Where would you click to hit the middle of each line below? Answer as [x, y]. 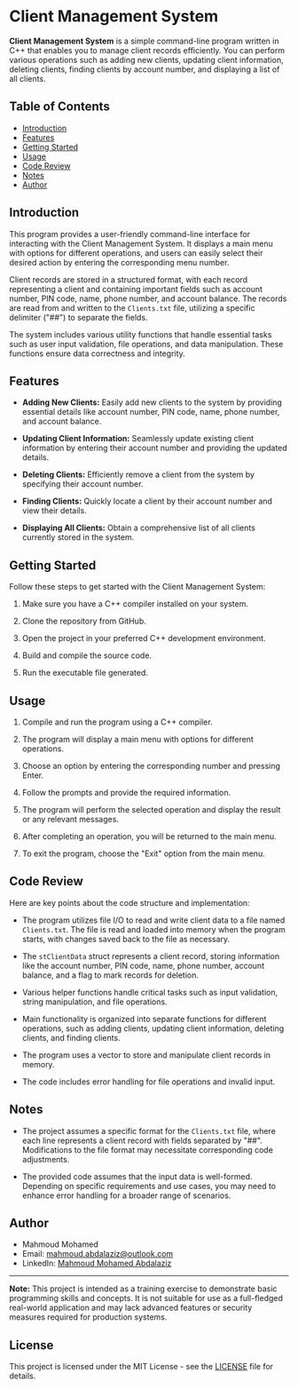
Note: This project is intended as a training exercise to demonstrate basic [143, 1289]
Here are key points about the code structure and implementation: [129, 902]
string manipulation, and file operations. [94, 1002]
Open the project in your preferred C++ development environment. [144, 638]
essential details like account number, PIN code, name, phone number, [151, 412]
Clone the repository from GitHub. [84, 621]
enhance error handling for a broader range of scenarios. [126, 1195]
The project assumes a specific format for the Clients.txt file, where [149, 1130]
